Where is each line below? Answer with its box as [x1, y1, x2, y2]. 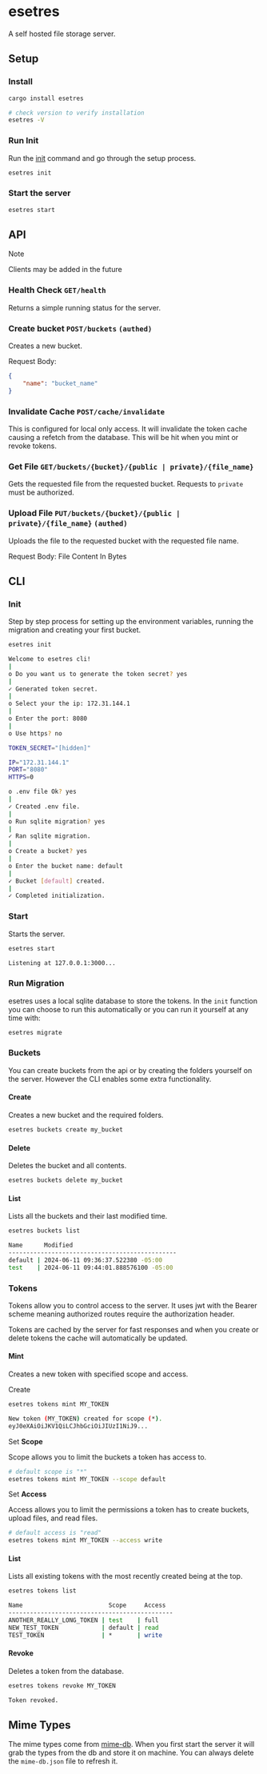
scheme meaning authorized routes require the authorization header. [8, 1309, 235, 1319]
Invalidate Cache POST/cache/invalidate [8, 406, 165, 417]
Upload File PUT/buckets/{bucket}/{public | [8, 507, 181, 519]
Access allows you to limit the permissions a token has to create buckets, [8, 1505, 249, 1515]
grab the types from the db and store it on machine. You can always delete [8, 1748, 254, 1758]
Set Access [8, 1489, 47, 1499]
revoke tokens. [8, 441, 58, 451]
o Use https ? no [8, 729, 62, 738]
